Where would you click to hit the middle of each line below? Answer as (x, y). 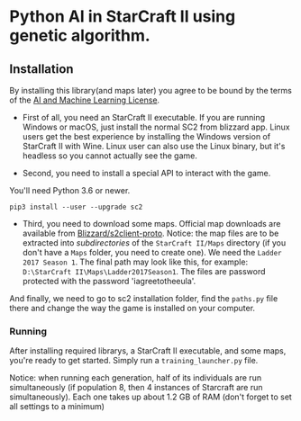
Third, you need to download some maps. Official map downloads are (151, 224)
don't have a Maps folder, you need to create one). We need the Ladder (152, 252)
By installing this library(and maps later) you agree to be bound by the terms (151, 90)
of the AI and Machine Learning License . (85, 100)
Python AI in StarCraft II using (123, 17)
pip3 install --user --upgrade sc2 (76, 207)
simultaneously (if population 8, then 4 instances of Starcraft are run (136, 388)
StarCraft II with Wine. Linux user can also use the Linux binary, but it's (154, 146)
